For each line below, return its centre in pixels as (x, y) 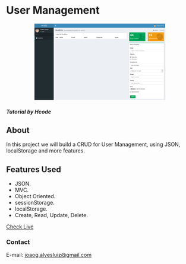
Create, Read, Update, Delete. (51, 215)
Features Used (34, 169)
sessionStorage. (34, 203)
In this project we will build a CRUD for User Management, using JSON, (93, 144)
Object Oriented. (35, 196)
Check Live (20, 227)
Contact (18, 242)
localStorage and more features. (45, 151)
